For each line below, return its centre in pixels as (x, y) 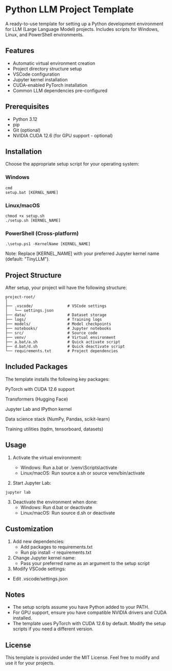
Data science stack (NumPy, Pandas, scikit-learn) (58, 419)
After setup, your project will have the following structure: (66, 288)
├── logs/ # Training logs (54, 320)
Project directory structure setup (47, 68)
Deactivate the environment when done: (55, 502)
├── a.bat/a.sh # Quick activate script (63, 342)
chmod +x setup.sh (25, 216)
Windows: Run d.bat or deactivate (56, 507)
